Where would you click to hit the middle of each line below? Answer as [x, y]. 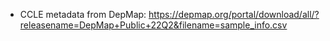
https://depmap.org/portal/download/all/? [234, 14]
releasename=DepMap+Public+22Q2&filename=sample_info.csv [153, 25]
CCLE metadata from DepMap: [83, 14]
